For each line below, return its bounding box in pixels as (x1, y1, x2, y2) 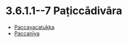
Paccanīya (14, 29, 40, 37)
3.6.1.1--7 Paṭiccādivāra (5, 4, 123, 18)
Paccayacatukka (14, 24, 55, 31)
